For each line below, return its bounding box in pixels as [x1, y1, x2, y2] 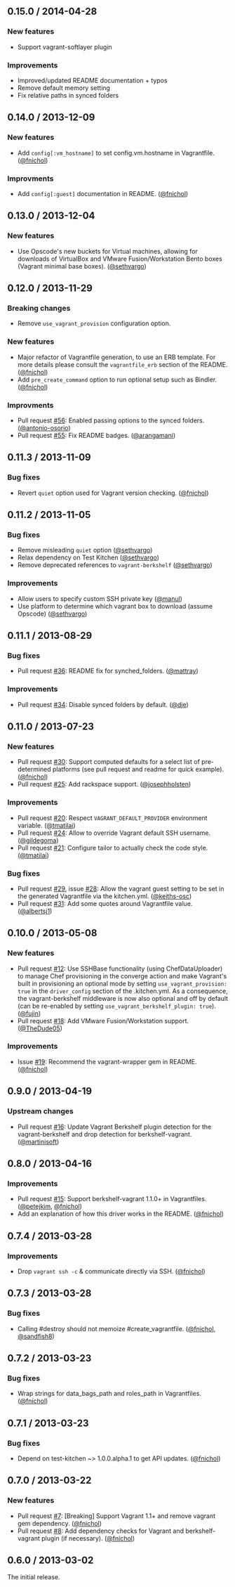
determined [17, 765, 51, 774]
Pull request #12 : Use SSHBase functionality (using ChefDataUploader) [17, 964, 223, 973]
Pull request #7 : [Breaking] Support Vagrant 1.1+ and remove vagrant [17, 1511, 216, 1520]
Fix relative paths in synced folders [17, 91, 119, 99]
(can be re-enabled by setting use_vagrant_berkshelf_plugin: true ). [17, 1002, 216, 1010]
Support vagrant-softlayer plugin [17, 42, 112, 51]
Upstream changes [7, 1106, 74, 1116]
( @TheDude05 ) [17, 1024, 63, 1032]
